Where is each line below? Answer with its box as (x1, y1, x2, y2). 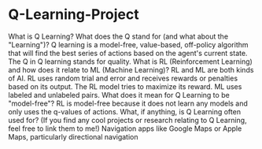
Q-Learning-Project (8, 6, 139, 24)
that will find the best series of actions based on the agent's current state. (8, 48, 248, 58)
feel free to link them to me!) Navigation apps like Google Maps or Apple (8, 124, 242, 133)
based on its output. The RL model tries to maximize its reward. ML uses (8, 81, 242, 91)
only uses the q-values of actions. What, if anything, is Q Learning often (8, 106, 242, 116)
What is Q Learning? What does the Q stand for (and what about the (8, 32, 229, 41)
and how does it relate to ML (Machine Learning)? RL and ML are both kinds (8, 65, 254, 74)
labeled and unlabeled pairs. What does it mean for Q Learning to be (8, 90, 230, 99)
